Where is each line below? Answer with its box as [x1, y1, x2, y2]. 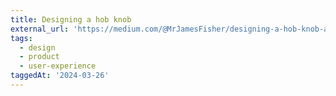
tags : [10, 33, 33, 43]
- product [19, 52, 60, 62]
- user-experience [19, 61, 97, 71]
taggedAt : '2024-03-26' [10, 71, 110, 81]
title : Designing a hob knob [10, 14, 132, 25]
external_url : [10, 24, 70, 34]
